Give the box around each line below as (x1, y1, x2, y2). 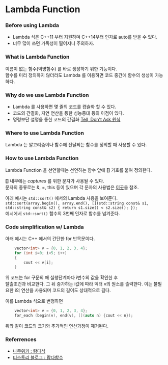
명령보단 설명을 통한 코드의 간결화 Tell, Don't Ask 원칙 (12, 116, 121, 123)
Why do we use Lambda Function (5, 91, 89, 98)
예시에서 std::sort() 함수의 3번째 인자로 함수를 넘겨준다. (5, 210, 120, 216)
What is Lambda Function (5, 54, 70, 61)
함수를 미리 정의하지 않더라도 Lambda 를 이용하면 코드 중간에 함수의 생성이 (5, 72, 154, 78)
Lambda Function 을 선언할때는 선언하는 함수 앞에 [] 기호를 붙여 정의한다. (5, 167, 152, 173)
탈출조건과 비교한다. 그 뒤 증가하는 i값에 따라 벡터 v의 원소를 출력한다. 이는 (5, 281, 153, 287)
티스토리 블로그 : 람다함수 (12, 354, 64, 360)
